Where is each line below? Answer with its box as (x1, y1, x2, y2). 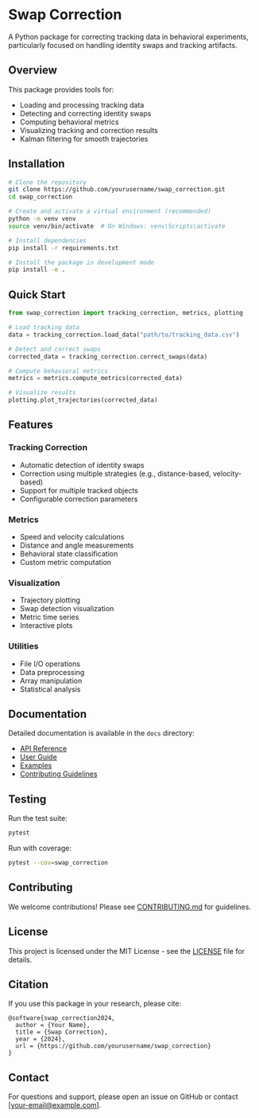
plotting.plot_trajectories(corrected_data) (8, 396, 158, 404)
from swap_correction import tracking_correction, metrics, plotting (8, 309, 244, 317)
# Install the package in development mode (8, 258, 155, 266)
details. (8, 955, 33, 964)
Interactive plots (19, 621, 73, 630)
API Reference (19, 743, 68, 754)
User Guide (19, 752, 57, 762)
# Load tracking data (8, 324, 80, 331)
